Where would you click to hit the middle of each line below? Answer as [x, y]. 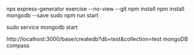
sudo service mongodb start [42, 27]
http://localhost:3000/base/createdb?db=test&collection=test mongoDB [97, 39]
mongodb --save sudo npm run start [52, 15]
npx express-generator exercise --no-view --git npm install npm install [95, 9]
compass [18, 46]
